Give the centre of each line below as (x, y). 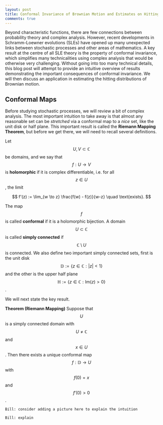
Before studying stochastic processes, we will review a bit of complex (75, 111)
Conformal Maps (31, 99)
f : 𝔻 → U (81, 362)
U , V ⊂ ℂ (81, 149)
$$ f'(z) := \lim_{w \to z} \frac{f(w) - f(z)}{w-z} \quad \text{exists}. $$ (81, 197)
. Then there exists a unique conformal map (49, 355)
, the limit (14, 187)
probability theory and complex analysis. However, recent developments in (80, 37)
